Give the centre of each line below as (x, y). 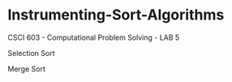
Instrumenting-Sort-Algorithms (116, 15)
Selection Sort (31, 53)
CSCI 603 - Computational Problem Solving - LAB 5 (94, 37)
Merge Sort (26, 69)
